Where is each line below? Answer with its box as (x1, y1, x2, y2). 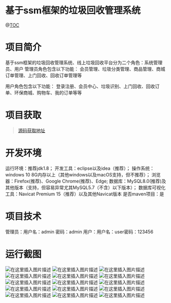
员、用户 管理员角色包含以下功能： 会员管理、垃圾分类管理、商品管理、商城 (5, 66, 165, 72)
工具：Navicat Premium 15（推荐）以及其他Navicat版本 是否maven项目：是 (5, 191, 164, 197)
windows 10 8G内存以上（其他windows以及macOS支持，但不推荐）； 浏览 (5, 171, 161, 177)
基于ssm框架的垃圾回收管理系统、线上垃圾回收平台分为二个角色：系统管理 (5, 59, 163, 66)
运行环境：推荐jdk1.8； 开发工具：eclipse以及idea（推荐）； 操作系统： (5, 165, 155, 171)
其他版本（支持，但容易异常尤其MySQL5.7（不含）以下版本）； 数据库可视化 (5, 184, 166, 190)
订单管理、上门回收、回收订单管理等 (5, 72, 82, 78)
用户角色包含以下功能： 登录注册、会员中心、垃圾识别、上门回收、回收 (5, 83, 155, 89)
